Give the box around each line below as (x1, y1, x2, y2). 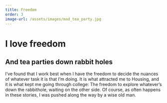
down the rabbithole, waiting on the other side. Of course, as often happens (5, 87, 161, 93)
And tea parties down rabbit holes (5, 58, 113, 66)
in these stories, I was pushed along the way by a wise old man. (5, 92, 136, 98)
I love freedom (5, 38, 66, 49)
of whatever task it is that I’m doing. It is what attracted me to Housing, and (5, 76, 160, 82)
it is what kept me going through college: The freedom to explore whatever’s (5, 82, 162, 88)
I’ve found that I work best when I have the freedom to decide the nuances (5, 71, 159, 77)
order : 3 (5, 12, 23, 17)
